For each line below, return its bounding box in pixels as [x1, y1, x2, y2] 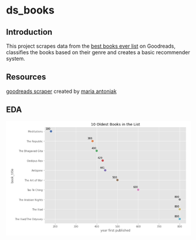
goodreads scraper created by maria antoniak [6, 88, 117, 95]
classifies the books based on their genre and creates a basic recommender [6, 49, 191, 56]
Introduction [6, 27, 53, 37]
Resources [6, 72, 46, 82]
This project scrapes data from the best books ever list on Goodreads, [6, 42, 176, 49]
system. [6, 55, 25, 62]
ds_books [6, 4, 55, 17]
